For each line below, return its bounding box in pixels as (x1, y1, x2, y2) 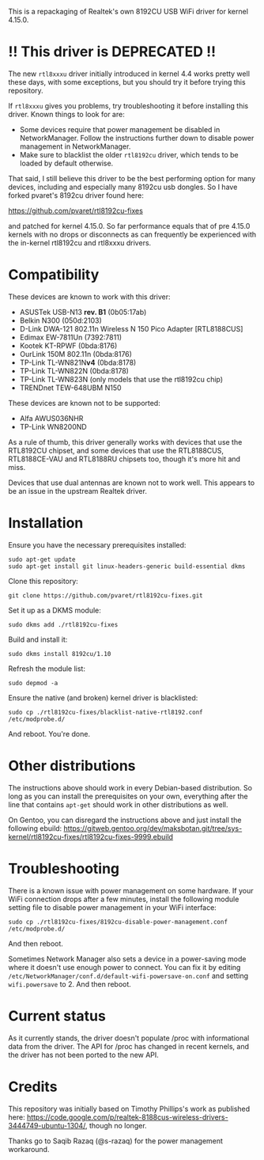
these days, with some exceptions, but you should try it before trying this (8, 77, 247, 86)
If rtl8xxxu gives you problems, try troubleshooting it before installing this (8, 100, 249, 110)
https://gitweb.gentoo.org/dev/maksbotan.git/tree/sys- (63, 823, 243, 833)
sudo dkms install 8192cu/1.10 (8, 650, 111, 658)
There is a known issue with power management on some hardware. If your (8, 885, 255, 895)
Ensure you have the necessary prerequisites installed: (8, 540, 187, 549)
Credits (8, 1078, 58, 1095)
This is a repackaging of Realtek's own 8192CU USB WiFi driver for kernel (8, 7, 249, 16)
